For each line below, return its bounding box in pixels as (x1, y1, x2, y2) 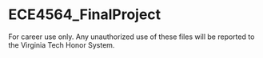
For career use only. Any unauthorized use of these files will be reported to (8, 32, 255, 41)
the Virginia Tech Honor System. (8, 40, 115, 49)
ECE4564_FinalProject (8, 6, 161, 24)
